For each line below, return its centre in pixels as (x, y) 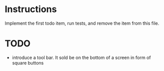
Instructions (31, 9)
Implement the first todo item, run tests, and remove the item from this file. (82, 23)
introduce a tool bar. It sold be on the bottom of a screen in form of (81, 57)
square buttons (28, 63)
